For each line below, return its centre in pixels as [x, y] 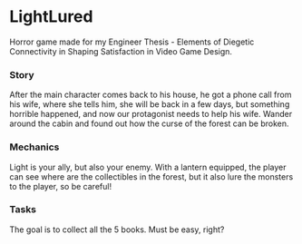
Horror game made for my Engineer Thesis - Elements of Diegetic [132, 42]
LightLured [51, 17]
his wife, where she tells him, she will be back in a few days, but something [150, 104]
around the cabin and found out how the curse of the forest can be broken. [149, 123]
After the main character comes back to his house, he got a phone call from [151, 95]
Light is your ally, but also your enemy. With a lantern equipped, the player [148, 167]
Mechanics [34, 147]
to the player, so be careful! [60, 186]
